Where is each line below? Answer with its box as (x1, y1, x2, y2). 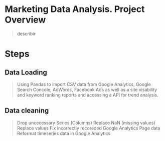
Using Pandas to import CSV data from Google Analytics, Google (17, 81, 151, 87)
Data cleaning (5, 106, 49, 115)
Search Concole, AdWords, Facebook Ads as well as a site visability (17, 86, 157, 92)
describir (17, 30, 36, 36)
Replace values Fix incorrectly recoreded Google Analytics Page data (17, 125, 160, 131)
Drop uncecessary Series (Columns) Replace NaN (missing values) (17, 119, 155, 125)
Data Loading (5, 68, 47, 76)
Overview (5, 14, 46, 25)
